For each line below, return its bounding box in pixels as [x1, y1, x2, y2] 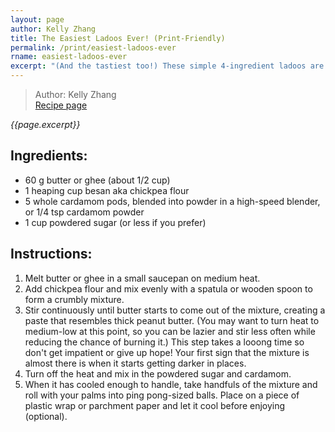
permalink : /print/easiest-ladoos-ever [10, 42, 177, 53]
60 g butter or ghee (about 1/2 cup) [24, 174, 171, 186]
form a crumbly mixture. [24, 293, 125, 305]
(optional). [24, 410, 68, 422]
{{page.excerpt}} [10, 119, 81, 130]
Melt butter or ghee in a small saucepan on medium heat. [24, 272, 261, 284]
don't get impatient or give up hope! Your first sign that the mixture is [24, 346, 310, 358]
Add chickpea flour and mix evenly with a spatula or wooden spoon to [24, 282, 313, 295]
